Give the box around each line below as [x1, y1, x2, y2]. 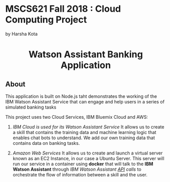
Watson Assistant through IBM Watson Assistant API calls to [12, 166, 141, 172]
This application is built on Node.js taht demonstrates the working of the [5, 93, 157, 99]
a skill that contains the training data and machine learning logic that [12, 129, 157, 135]
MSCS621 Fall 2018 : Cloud [5, 3, 122, 15]
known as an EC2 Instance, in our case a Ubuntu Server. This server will [12, 155, 164, 161]
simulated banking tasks [5, 104, 57, 110]
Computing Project [5, 14, 87, 25]
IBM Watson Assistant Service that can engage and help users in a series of [5, 98, 165, 105]
